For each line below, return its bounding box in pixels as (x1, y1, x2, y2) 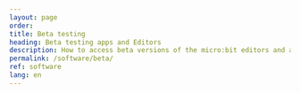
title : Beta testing (9, 29, 87, 38)
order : (9, 21, 34, 30)
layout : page (9, 12, 58, 22)
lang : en (9, 71, 42, 80)
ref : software (9, 63, 62, 72)
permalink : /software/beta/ (9, 54, 114, 63)
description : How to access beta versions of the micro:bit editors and (9, 46, 286, 55)
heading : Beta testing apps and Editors (9, 37, 162, 47)
